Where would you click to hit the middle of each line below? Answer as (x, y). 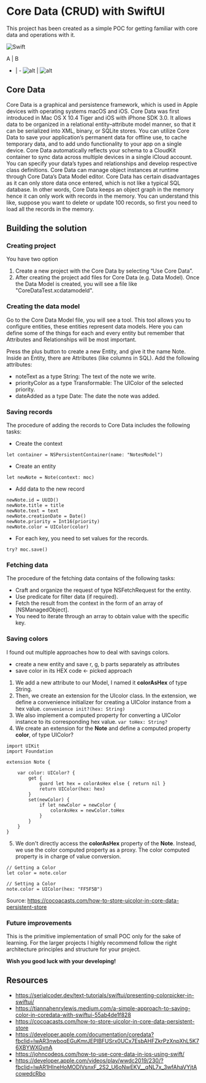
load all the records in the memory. (50, 209)
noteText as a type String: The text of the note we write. (86, 376)
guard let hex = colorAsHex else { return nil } (102, 783)
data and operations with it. (41, 34)
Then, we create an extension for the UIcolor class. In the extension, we (106, 696)
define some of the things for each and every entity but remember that (96, 333)
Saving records (29, 411)
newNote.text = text (33, 511)
